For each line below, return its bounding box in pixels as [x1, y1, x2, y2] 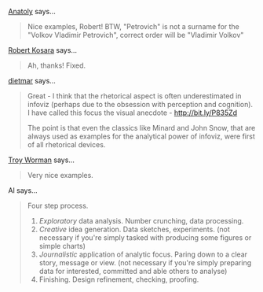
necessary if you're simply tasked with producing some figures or [38, 233, 252, 242]
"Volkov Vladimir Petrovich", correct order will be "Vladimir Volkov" [27, 31, 244, 39]
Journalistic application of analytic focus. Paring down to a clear [38, 249, 248, 259]
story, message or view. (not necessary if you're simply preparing [38, 258, 252, 267]
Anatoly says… [8, 7, 57, 16]
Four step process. [27, 201, 89, 210]
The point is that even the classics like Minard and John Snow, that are [27, 124, 256, 132]
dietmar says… [8, 76, 57, 85]
